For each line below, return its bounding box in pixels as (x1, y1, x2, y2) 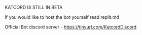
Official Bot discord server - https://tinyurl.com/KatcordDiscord (5, 24, 137, 30)
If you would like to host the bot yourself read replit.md (5, 14, 120, 20)
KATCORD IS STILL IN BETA (5, 5, 63, 10)
